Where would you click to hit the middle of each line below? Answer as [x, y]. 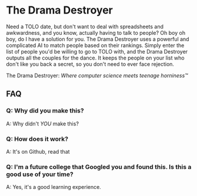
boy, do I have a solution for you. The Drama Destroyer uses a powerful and [98, 39]
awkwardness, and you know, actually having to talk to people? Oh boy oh [96, 32]
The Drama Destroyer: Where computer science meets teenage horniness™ [97, 75]
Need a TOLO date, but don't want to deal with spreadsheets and [85, 26]
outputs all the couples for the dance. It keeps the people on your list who [95, 58]
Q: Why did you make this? [45, 111]
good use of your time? [40, 174]
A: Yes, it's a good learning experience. [54, 187]
